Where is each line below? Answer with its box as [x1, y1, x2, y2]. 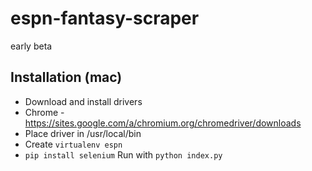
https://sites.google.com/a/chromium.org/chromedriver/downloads [24, 117, 302, 129]
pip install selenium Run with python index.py [24, 148, 223, 161]
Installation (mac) [10, 69, 123, 86]
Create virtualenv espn [24, 138, 123, 150]
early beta [10, 40, 53, 52]
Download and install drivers [24, 95, 143, 107]
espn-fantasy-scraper [10, 7, 200, 30]
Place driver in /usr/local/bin [24, 127, 142, 139]
